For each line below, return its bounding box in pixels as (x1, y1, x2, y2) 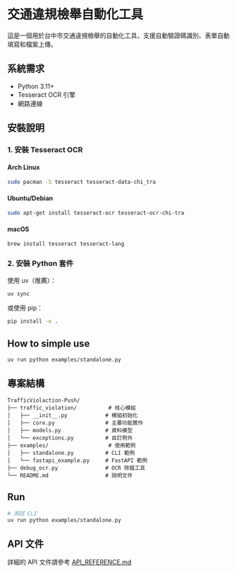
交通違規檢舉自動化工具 (7, 6, 144, 23)
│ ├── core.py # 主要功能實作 (7, 419, 143, 427)
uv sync (7, 290, 30, 297)
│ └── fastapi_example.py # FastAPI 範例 (7, 457, 148, 464)
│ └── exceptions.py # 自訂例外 (7, 434, 133, 441)
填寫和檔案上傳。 (7, 40, 57, 48)
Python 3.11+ (17, 82, 55, 91)
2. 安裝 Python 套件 (7, 259, 74, 269)
